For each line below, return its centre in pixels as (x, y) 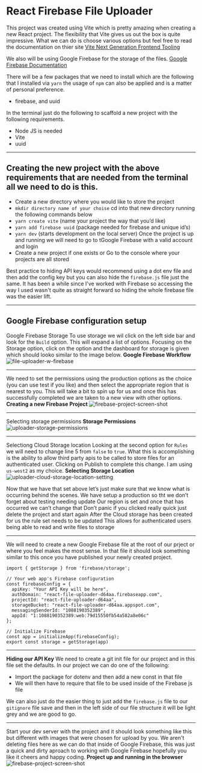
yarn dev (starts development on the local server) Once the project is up (104, 234)
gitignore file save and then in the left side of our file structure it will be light (101, 707)
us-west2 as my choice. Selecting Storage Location (70, 470)
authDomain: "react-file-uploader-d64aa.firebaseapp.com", (87, 594)
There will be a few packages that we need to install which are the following (100, 76)
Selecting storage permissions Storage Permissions (71, 421)
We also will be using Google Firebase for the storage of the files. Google (97, 58)
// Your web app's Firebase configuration (60, 579)
